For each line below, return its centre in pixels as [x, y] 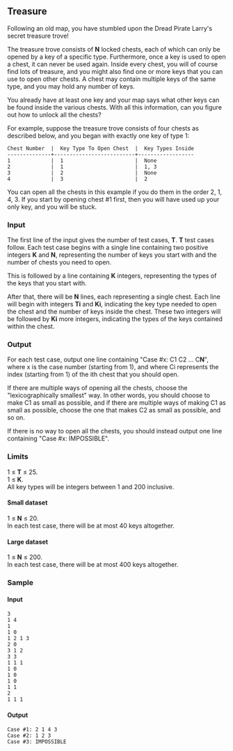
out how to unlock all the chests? [55, 114]
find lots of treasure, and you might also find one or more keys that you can [115, 71]
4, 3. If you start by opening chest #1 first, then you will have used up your [113, 199]
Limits [18, 456]
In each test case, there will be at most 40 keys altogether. [91, 526]
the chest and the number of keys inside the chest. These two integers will [114, 312]
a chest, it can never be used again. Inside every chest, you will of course [112, 64]
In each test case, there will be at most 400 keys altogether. [93, 565]
